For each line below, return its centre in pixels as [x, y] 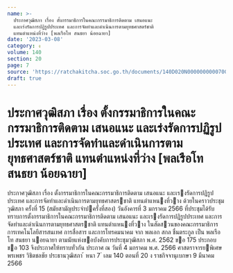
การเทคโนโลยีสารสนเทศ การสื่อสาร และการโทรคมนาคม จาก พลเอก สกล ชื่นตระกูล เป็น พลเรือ [114, 232]
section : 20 [24, 59]
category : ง [24, 46]
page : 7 [18, 65]
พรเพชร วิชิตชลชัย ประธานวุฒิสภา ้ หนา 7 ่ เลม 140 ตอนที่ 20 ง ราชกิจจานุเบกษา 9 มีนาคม [111, 256]
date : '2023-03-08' [35, 40]
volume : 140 [24, 53]
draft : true [24, 78]
